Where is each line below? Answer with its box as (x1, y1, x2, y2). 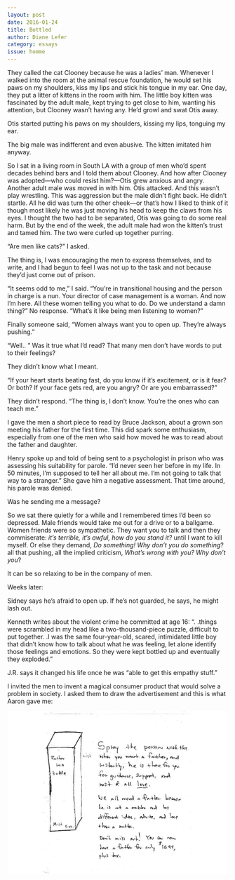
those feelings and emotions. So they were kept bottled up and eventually (7, 648, 220, 655)
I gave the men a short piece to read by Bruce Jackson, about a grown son (7, 418, 223, 426)
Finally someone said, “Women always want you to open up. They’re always (7, 320, 227, 328)
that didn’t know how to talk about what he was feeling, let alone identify (7, 640, 217, 648)
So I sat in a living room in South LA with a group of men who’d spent (7, 161, 207, 170)
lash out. (7, 604, 33, 612)
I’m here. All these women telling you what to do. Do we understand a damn (7, 299, 226, 307)
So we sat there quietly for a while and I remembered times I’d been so (7, 511, 211, 519)
